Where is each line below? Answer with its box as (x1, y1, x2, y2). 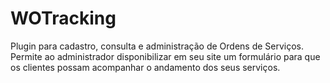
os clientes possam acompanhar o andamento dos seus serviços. (10, 61, 281, 73)
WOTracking (10, 7, 117, 30)
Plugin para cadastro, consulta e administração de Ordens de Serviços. (10, 40, 305, 52)
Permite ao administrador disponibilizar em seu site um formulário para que (10, 50, 321, 62)
